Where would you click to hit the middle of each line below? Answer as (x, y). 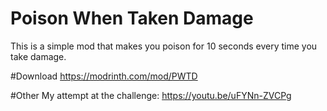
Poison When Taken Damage (132, 18)
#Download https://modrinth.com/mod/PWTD (104, 76)
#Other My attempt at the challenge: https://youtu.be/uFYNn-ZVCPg (151, 95)
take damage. (38, 56)
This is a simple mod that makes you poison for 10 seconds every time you (164, 46)
